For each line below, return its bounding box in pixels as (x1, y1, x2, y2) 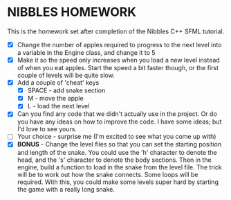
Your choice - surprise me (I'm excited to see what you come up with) (17, 133, 216, 141)
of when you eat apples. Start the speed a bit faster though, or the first (17, 64, 219, 72)
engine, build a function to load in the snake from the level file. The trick (17, 162, 223, 171)
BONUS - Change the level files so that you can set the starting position (17, 140, 222, 149)
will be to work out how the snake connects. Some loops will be (17, 170, 198, 178)
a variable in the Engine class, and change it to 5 (17, 49, 156, 56)
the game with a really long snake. (17, 185, 115, 193)
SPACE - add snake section (27, 86, 106, 94)
